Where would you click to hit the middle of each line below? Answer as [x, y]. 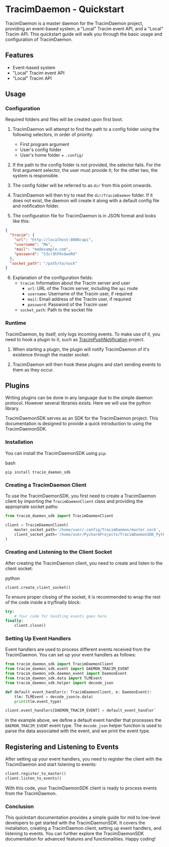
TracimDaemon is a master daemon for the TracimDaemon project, [74, 23]
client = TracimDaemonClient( [37, 525]
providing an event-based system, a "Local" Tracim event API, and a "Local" [84, 28]
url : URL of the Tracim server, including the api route [83, 289]
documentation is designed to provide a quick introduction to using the [78, 423]
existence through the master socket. [51, 354]
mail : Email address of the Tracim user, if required [79, 299]
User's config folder [41, 150]
